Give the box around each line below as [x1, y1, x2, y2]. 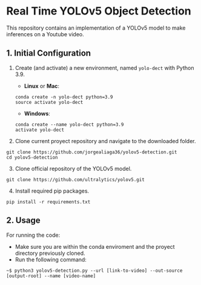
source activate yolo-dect [15, 99, 84, 105]
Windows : [24, 110, 50, 117]
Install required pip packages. [15, 187, 90, 194]
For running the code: [6, 231, 61, 239]
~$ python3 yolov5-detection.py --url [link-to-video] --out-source [6, 267, 183, 274]
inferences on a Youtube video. [6, 30, 85, 37]
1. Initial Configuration [6, 48, 91, 59]
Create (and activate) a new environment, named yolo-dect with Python [15, 64, 194, 71]
